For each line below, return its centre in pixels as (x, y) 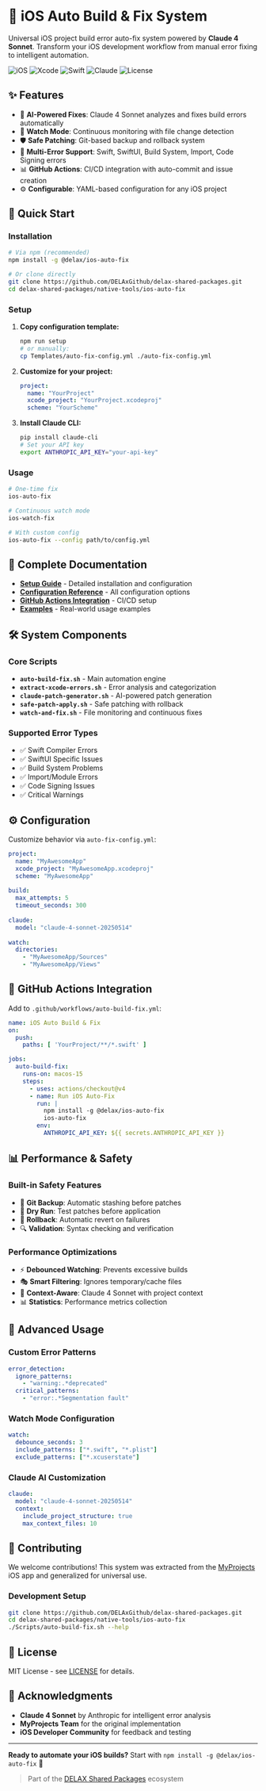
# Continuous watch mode (49, 511)
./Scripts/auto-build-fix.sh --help (68, 1628)
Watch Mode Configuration (61, 1418)
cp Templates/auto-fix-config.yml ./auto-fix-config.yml (116, 356)
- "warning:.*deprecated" (65, 1383)
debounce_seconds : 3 (49, 1443)
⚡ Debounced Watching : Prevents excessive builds (104, 1269)
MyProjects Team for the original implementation (100, 1724)
